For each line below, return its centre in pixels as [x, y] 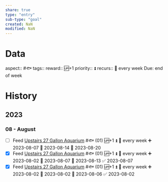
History [21, 96]
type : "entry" [20, 15]
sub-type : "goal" [24, 19]
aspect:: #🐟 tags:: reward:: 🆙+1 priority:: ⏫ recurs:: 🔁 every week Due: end [84, 68]
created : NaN [19, 24]
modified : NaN [20, 29]
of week [14, 76]
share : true [18, 10]
